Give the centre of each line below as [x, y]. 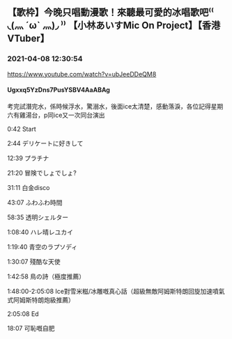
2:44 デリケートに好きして [45, 143]
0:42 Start [22, 129]
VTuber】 [29, 39]
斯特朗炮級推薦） [50, 300]
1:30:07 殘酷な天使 [34, 261]
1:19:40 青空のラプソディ [42, 246]
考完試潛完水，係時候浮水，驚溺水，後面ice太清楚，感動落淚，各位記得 [109, 106]
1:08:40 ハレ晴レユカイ [40, 232]
